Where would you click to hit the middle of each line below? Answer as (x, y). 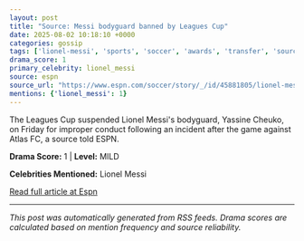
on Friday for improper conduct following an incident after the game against (150, 129)
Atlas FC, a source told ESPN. (64, 139)
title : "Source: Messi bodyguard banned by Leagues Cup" (119, 26)
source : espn (34, 77)
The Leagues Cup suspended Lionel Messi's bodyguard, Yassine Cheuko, (147, 120)
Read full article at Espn (53, 191)
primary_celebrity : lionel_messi (72, 69)
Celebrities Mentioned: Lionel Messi (78, 174)
